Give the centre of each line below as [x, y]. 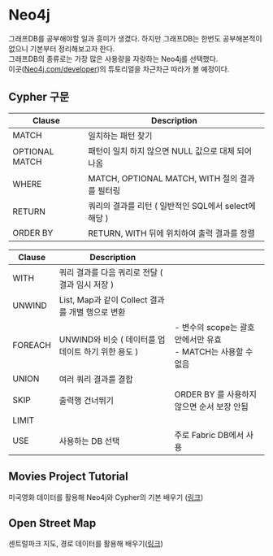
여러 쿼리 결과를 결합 [96, 379]
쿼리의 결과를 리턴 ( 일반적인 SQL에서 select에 [172, 206]
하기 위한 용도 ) [111, 351]
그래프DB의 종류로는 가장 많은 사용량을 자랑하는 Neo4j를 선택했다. [113, 59]
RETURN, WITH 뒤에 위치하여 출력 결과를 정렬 [171, 233]
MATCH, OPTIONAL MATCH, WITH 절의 [163, 178]
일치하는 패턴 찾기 [120, 136]
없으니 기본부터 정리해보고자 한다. [62, 48]
